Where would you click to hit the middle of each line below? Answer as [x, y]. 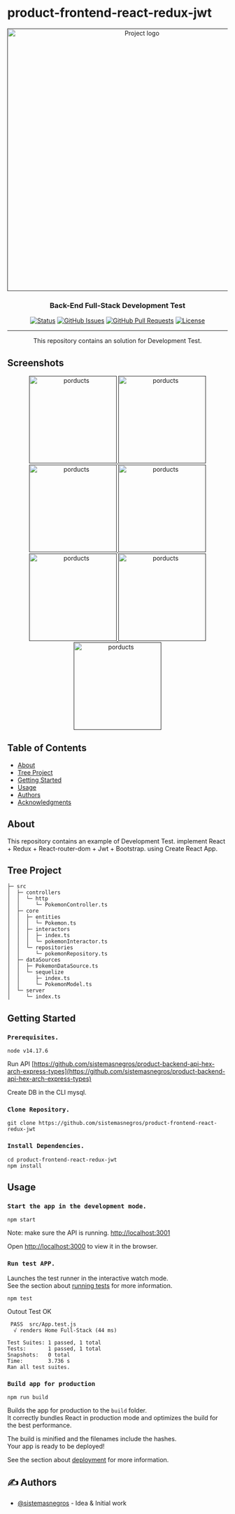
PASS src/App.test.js [43, 1324]
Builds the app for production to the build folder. [77, 1410]
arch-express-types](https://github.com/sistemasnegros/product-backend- [116, 1072]
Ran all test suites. [39, 1367]
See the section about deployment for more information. [88, 1460]
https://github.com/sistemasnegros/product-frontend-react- [128, 1123]
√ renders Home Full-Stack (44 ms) [65, 1330]
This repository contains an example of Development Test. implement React [116, 841]
